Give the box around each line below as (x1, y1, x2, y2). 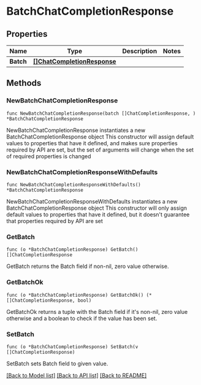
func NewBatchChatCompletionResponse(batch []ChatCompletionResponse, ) (6, 110, 196, 116)
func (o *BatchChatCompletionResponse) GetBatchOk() (6, 292, 144, 298)
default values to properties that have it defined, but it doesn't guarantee (6, 210, 190, 218)
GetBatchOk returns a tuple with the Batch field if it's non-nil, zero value (6, 308, 188, 315)
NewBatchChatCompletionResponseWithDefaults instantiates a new (6, 197, 178, 205)
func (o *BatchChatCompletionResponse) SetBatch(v (6, 343, 138, 350)
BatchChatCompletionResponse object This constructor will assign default (6, 133, 194, 140)
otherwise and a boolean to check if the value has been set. (6, 314, 157, 322)
